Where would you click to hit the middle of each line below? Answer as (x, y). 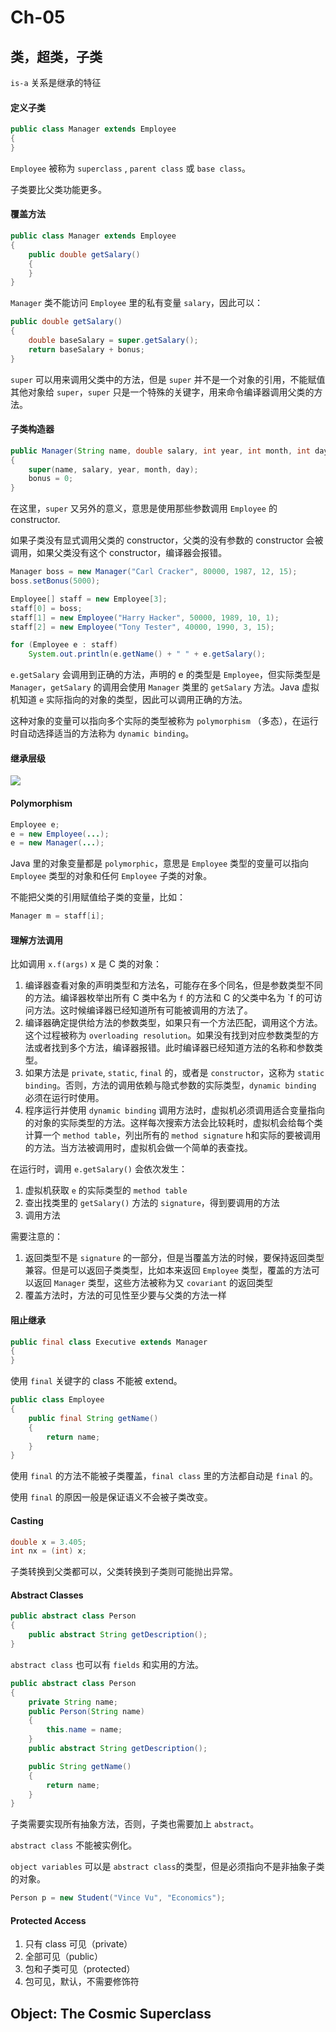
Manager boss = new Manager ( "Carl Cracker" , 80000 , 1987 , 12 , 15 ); (154, 572)
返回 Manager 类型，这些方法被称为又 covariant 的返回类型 (153, 1283)
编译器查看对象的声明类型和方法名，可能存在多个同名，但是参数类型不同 (173, 985)
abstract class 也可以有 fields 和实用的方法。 (107, 1664)
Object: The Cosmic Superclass (111, 2013)
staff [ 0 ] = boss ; (46, 608)
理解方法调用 (36, 940)
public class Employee (57, 1400)
